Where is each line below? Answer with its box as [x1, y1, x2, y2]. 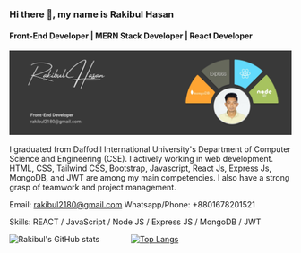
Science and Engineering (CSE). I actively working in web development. [9, 154, 274, 164]
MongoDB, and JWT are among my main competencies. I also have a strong [9, 173, 290, 183]
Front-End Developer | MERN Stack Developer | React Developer [9, 30, 254, 41]
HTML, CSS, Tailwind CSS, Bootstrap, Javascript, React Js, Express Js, [9, 163, 272, 173]
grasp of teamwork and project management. [9, 182, 176, 193]
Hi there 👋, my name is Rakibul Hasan [9, 8, 175, 21]
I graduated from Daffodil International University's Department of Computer [9, 144, 291, 155]
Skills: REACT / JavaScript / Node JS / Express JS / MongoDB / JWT [9, 216, 262, 227]
